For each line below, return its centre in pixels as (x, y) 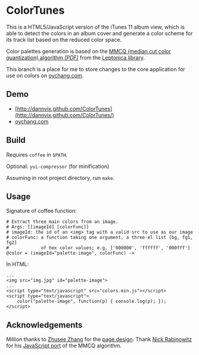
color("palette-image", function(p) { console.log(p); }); (92, 302)
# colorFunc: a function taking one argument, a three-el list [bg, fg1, (100, 238)
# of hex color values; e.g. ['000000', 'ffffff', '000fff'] (98, 248)
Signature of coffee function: (42, 211)
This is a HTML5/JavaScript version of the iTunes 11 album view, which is (95, 27)
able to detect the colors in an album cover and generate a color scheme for (99, 33)
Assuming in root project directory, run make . (60, 177)
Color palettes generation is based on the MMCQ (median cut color (89, 51)
